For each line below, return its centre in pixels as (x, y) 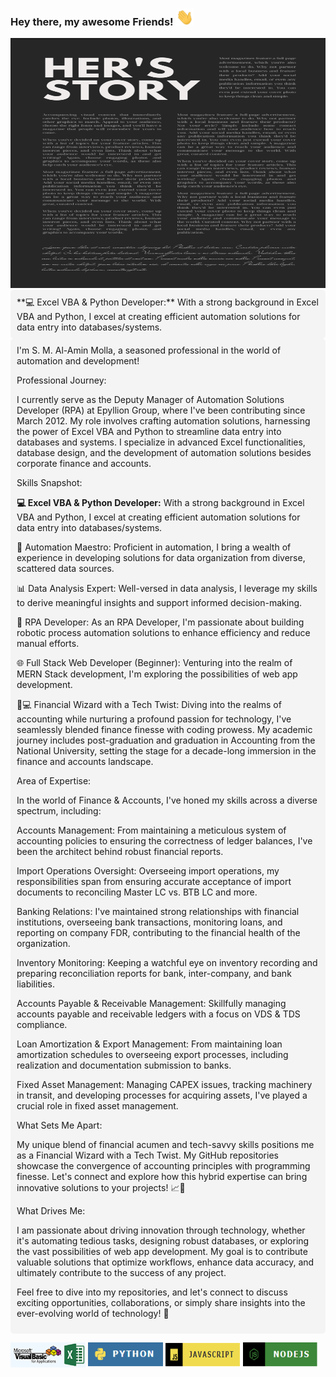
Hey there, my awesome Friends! (92, 22)
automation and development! (78, 361)
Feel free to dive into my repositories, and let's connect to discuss (152, 1292)
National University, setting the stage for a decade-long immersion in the (166, 751)
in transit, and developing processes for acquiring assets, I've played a (162, 1095)
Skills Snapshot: (49, 483)
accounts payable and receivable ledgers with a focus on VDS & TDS (158, 1014)
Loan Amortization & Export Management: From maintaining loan (149, 1044)
